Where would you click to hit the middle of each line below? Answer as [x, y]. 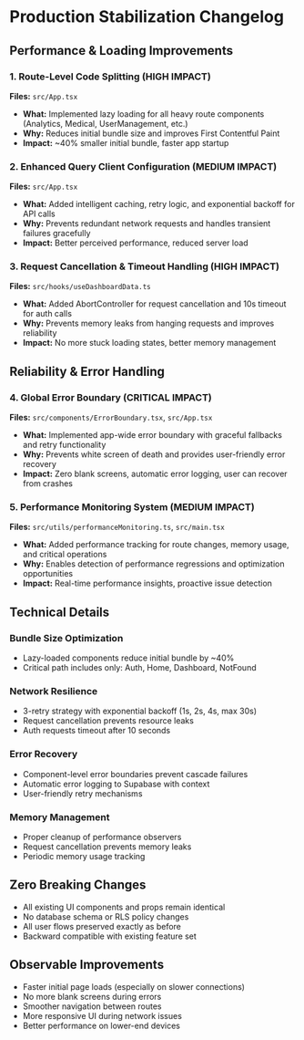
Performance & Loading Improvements [122, 51]
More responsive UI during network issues [102, 1015]
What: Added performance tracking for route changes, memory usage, [156, 545]
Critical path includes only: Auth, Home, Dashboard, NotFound [139, 668]
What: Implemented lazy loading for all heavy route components [143, 114]
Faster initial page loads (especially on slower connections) [134, 986]
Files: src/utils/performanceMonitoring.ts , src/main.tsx [117, 527]
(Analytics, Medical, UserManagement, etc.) [105, 123]
